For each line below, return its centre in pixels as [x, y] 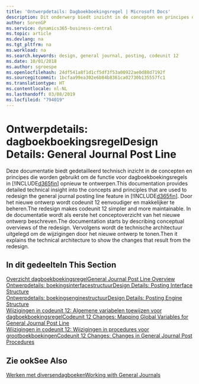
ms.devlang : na [25, 39]
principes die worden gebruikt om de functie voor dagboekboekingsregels [97, 177]
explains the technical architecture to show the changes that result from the [98, 240]
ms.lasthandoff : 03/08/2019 [41, 94]
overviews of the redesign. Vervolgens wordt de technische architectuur [94, 227]
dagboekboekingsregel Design [82, 141]
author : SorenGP [26, 23]
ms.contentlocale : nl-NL [37, 89]
